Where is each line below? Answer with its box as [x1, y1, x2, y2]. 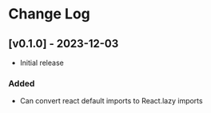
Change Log [8, 5, 90, 23]
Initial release [19, 58, 64, 67]
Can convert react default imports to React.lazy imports [19, 96, 203, 106]
